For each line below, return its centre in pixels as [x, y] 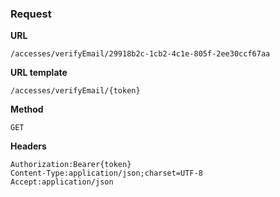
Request [31, 14]
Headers [28, 146]
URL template [39, 73]
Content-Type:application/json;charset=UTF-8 [106, 173]
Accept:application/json [62, 182]
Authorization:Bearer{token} [71, 165]
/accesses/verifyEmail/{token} [75, 91]
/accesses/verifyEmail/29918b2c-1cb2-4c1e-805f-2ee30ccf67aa [140, 54]
